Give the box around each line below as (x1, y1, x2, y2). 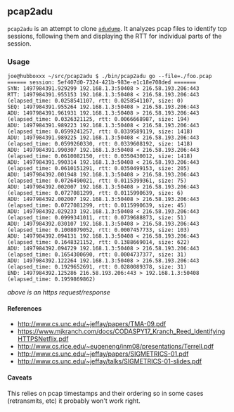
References (7, 304, 42, 312)
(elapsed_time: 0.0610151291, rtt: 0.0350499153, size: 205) (7, 165, 190, 172)
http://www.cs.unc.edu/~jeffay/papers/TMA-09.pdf (17, 320, 167, 328)
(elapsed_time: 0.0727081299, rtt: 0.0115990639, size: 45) (7, 202, 188, 210)
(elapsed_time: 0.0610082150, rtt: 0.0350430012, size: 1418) (7, 153, 193, 160)
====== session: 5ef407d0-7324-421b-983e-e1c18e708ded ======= (7, 79, 197, 86)
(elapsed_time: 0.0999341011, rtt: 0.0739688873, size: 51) (7, 214, 188, 221)
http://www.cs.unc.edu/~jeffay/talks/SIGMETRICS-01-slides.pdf (17, 357, 202, 366)
